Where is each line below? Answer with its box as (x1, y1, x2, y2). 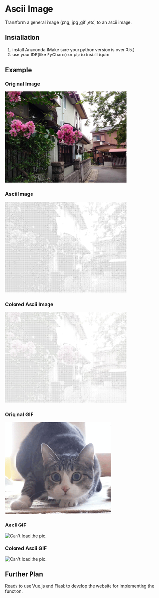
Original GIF (5, 411, 34, 417)
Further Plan (5, 570, 44, 579)
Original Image (5, 80, 40, 87)
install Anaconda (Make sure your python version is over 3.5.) (12, 46, 135, 52)
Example (5, 66, 32, 74)
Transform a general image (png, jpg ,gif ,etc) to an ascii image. (5, 19, 132, 25)
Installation (5, 34, 40, 42)
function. (5, 588, 23, 594)
